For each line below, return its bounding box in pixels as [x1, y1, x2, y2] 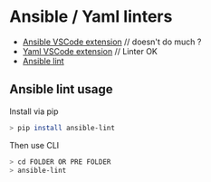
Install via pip [9, 106, 59, 117]
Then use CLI [9, 139, 60, 150]
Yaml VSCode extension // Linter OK [22, 45, 158, 56]
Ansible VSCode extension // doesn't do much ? [22, 36, 202, 47]
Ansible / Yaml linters [9, 6, 173, 27]
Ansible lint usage [9, 81, 113, 97]
